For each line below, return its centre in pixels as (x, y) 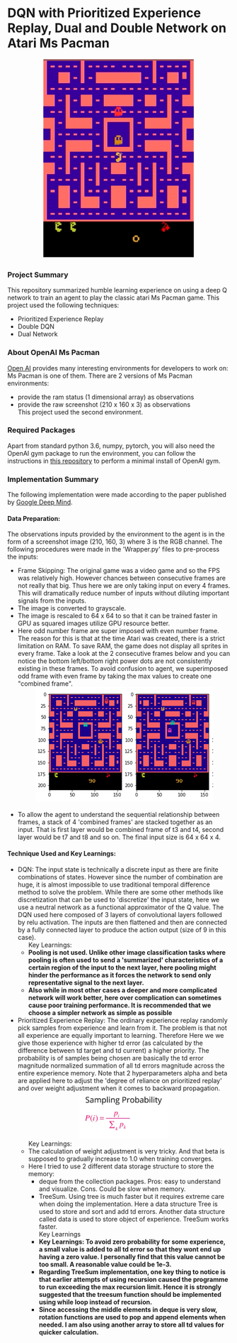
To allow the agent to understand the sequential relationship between (118, 815)
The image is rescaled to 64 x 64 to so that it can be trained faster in (117, 616)
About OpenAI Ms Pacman (54, 353)
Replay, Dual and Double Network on (117, 28)
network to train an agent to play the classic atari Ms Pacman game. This (114, 298)
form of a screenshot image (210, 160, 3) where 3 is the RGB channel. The (115, 542)
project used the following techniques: (63, 305)
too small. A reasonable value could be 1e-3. (105, 1264)
